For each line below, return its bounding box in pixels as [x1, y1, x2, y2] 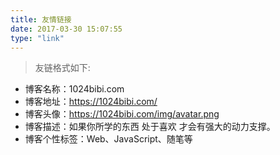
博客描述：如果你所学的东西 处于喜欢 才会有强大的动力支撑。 [24, 121, 276, 133]
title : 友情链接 [10, 14, 72, 25]
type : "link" [10, 33, 65, 43]
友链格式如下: [34, 62, 91, 74]
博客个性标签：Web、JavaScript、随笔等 [24, 133, 193, 145]
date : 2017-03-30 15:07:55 [10, 24, 123, 34]
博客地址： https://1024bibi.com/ [24, 96, 158, 108]
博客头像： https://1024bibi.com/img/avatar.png [24, 108, 220, 120]
